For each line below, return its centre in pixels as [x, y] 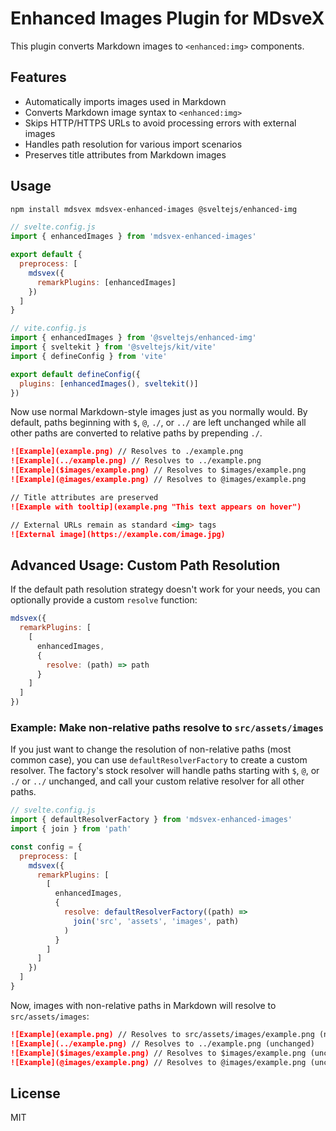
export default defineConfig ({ [75, 374]
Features [38, 77]
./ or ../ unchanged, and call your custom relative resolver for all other [157, 781]
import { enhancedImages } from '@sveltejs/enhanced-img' [133, 338]
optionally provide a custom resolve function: [104, 600]
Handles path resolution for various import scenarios [133, 144]
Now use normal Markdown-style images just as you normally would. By [159, 412]
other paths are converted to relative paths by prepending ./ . [136, 433]
